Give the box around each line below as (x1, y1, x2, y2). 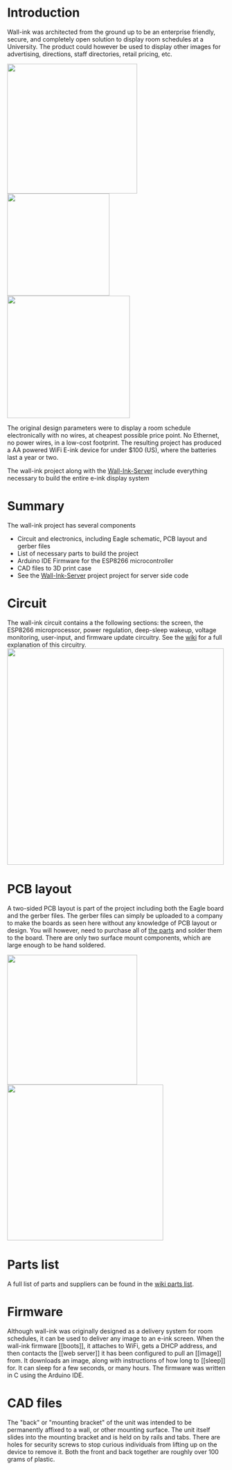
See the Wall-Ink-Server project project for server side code (17, 571, 189, 580)
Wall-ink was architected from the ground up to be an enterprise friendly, (7, 28, 216, 36)
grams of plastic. (7, 1455, 55, 1463)
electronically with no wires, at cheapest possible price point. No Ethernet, (7, 431, 220, 439)
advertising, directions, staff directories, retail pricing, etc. (7, 50, 173, 58)
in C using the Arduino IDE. (7, 1371, 84, 1379)
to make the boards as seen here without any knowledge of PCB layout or (7, 919, 217, 927)
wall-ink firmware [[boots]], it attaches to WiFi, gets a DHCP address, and (7, 1341, 217, 1350)
